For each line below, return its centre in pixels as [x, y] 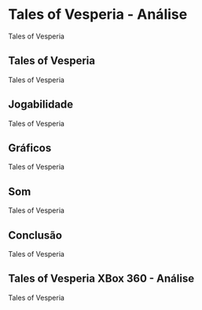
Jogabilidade [41, 105]
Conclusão [35, 235]
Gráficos [30, 148]
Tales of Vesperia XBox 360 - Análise [101, 279]
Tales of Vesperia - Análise [98, 15]
